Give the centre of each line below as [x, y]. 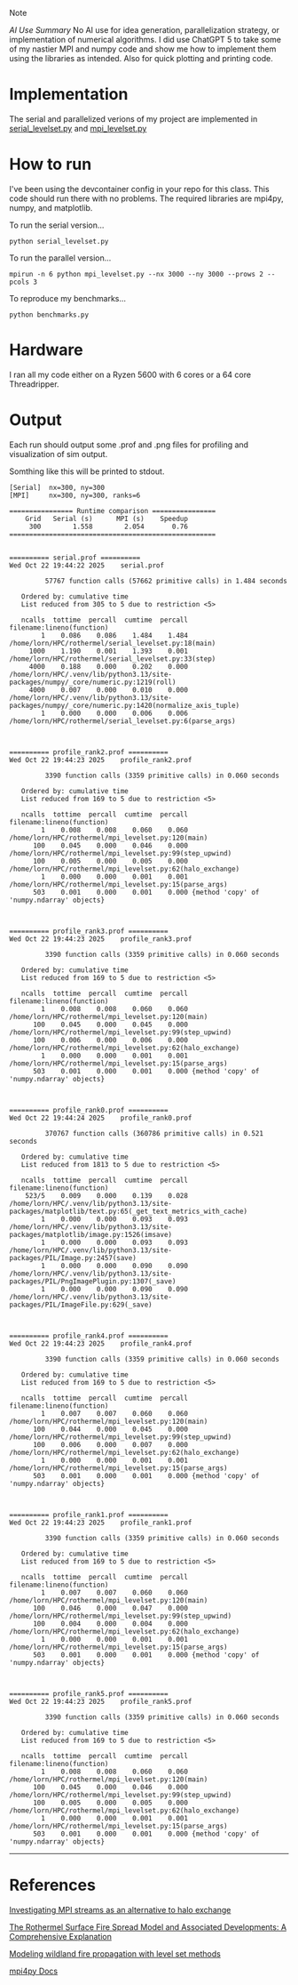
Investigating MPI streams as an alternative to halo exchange [120, 1909]
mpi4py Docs [34, 1971]
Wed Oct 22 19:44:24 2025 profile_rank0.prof [101, 1118]
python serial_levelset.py [59, 241]
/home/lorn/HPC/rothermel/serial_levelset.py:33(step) [113, 659]
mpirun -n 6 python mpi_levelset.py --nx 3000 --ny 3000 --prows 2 [137, 274]
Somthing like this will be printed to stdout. [87, 471]
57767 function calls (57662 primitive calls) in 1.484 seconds [166, 581]
